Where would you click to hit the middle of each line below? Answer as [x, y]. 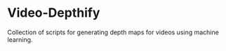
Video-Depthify [54, 13]
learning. [20, 39]
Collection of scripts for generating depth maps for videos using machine [113, 32]
